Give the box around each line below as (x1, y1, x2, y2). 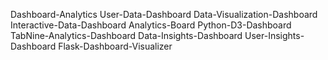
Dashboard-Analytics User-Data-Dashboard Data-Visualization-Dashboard (10, 9, 318, 20)
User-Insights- (244, 30, 305, 41)
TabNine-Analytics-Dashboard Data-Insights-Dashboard (10, 30, 243, 41)
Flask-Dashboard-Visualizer (58, 40, 173, 52)
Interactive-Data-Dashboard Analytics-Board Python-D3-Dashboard (10, 19, 292, 31)
